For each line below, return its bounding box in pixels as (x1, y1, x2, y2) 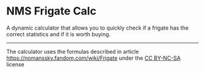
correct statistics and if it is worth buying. (6, 30, 111, 37)
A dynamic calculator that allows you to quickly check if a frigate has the (6, 24, 189, 31)
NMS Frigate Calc (6, 4, 96, 18)
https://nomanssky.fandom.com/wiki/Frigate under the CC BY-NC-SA (6, 54, 181, 62)
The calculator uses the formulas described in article (6, 48, 139, 55)
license (6, 60, 24, 68)
